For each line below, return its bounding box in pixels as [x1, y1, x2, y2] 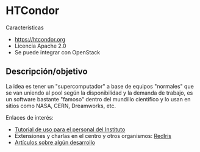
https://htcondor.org [14, 35, 66, 43]
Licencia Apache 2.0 [14, 42, 66, 49]
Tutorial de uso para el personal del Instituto [14, 126, 126, 133]
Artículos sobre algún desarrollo [14, 139, 96, 146]
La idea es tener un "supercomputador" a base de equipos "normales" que [5, 82, 195, 90]
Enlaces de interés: [5, 114, 54, 121]
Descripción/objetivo [5, 67, 88, 77]
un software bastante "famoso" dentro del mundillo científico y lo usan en [5, 95, 191, 103]
